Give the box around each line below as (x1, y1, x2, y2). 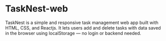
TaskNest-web (5, 3, 68, 14)
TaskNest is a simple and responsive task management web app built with (5, 19, 158, 25)
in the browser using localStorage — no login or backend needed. (5, 30, 142, 36)
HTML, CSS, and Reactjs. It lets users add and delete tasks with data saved (5, 24, 161, 30)
